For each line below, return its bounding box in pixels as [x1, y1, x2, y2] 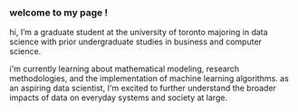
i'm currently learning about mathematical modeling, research [9, 63, 240, 74]
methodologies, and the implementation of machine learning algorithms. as [9, 73, 290, 84]
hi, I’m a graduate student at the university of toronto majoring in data [9, 27, 269, 38]
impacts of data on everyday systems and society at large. [9, 92, 228, 103]
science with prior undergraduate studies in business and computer [9, 36, 263, 47]
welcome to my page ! [9, 6, 109, 19]
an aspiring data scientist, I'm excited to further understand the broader [9, 83, 276, 94]
